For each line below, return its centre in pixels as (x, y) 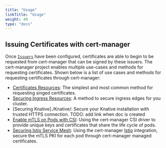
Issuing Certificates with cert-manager (68, 44)
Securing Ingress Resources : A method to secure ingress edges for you (87, 98)
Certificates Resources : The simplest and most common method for (83, 88)
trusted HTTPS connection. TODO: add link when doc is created (79, 114)
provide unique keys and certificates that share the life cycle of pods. (84, 125)
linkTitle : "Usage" (26, 15)
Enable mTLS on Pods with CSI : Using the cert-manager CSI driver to (84, 120)
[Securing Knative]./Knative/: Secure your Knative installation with (81, 109)
